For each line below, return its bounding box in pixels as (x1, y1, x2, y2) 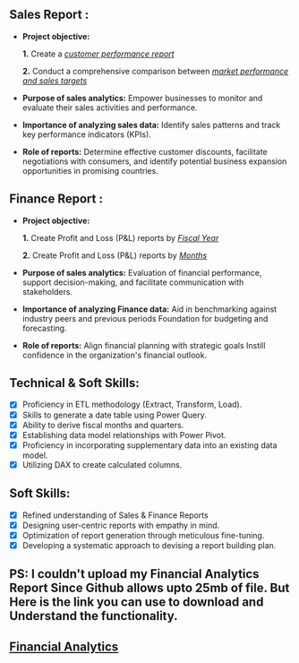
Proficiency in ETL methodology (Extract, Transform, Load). (21, 399, 243, 410)
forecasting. (21, 323, 67, 333)
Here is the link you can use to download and (9, 595, 264, 610)
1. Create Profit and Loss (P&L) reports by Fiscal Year (21, 232, 219, 243)
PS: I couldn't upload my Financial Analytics (9, 566, 260, 581)
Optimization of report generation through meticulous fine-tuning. (21, 530, 265, 540)
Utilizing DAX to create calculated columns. (21, 459, 183, 469)
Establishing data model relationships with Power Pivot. (21, 429, 226, 440)
